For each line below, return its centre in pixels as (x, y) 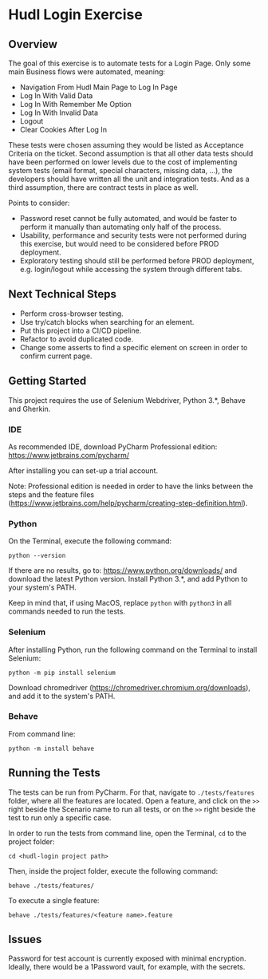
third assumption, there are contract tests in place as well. (103, 188)
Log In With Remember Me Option (75, 104)
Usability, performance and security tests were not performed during (133, 235)
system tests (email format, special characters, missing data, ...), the (120, 170)
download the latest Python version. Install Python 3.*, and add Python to (128, 579)
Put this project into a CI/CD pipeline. (81, 330)
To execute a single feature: (54, 900)
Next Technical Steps (63, 294)
